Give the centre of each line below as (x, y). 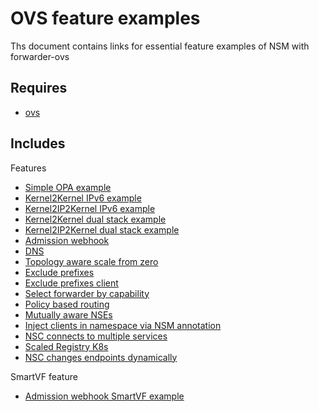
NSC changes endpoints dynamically (101, 357)
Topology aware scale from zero (91, 261)
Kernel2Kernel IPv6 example (83, 198)
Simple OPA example (68, 187)
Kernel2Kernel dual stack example (95, 219)
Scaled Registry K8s (66, 346)
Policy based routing (67, 304)
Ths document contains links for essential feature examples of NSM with (160, 46)
